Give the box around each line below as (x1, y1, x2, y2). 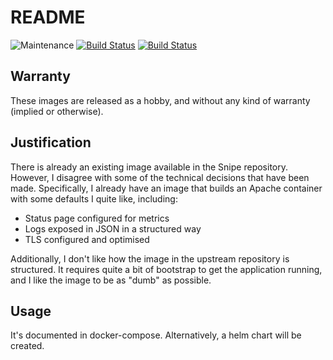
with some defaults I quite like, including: (10, 192, 178, 205)
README (10, 6, 86, 29)
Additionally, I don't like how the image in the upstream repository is (10, 252, 290, 265)
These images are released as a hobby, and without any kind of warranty (10, 94, 311, 106)
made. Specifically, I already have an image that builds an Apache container (10, 182, 323, 194)
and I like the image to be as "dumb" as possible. (10, 274, 212, 286)
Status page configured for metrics (24, 212, 170, 224)
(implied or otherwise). (10, 105, 104, 117)
